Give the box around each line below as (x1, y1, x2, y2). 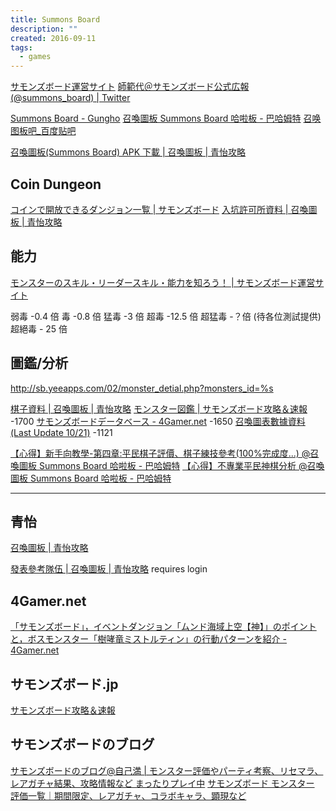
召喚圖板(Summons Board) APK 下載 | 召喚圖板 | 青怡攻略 (10, 146, 247, 158)
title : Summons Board (10, 14, 101, 25)
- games (19, 52, 52, 62)
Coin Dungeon (10, 176, 102, 193)
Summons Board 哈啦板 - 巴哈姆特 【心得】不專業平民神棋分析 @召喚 (38, 459, 325, 471)
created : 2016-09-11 (10, 33, 97, 43)
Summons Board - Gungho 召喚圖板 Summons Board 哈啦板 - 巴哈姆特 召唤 (10, 112, 322, 125)
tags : (10, 42, 33, 53)
